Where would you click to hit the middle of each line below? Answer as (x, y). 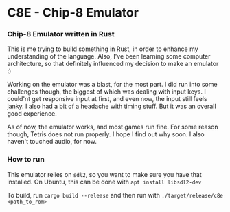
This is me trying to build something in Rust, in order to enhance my (103, 49)
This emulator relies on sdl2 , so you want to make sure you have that (105, 174)
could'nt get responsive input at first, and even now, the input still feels (107, 99)
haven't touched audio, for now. (52, 142)
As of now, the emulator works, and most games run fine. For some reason (113, 127)
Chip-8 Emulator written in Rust (61, 34)
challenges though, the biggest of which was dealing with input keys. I (106, 92)
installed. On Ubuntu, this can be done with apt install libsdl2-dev (104, 182)
